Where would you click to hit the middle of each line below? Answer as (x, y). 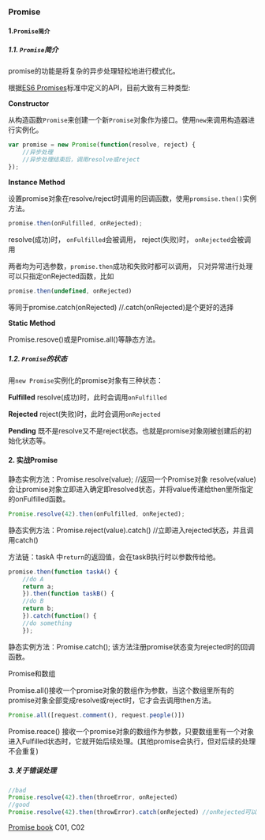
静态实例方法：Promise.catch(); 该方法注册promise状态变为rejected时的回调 (131, 646)
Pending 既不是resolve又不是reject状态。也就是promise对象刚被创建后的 (126, 430)
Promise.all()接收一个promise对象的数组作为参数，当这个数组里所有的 (121, 690)
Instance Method (37, 182)
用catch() (23, 539)
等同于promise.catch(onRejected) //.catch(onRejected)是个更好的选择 (121, 307)
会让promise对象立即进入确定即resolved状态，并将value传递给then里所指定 (131, 489)
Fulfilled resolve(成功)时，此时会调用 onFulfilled (88, 397)
